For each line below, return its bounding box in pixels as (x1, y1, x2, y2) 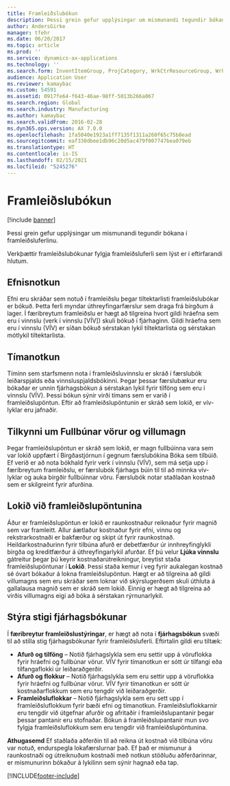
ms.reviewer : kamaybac (7, 80, 72, 87)
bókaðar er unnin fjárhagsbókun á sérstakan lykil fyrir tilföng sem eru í (7, 384, 205, 392)
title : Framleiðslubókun (7, 10, 78, 17)
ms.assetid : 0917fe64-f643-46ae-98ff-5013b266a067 (7, 93, 155, 100)
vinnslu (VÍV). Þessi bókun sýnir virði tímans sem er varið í (7, 391, 171, 400)
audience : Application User (7, 73, 88, 81)
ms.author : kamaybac (7, 112, 66, 119)
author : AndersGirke (7, 23, 66, 30)
